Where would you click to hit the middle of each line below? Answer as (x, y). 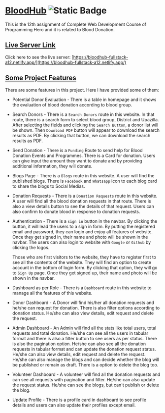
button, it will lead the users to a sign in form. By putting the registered (83, 226)
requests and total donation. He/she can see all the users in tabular (80, 333)
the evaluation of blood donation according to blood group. (72, 104)
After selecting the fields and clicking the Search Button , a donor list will (85, 125)
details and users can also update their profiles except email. (74, 405)
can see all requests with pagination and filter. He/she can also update (83, 379)
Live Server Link (30, 45)
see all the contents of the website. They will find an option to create (82, 262)
